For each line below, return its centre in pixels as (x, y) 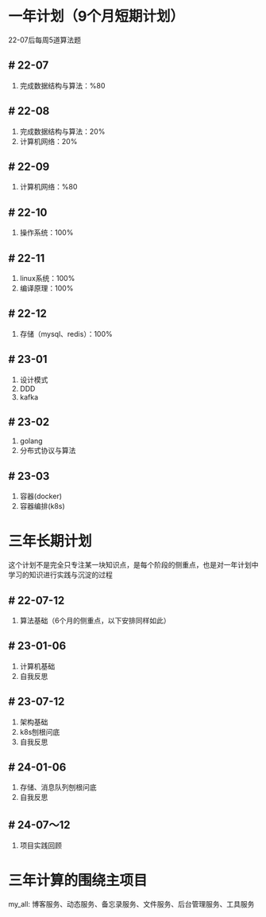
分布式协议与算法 (48, 451)
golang (31, 441)
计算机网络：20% (48, 141)
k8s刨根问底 (40, 732)
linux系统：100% (47, 278)
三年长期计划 (50, 541)
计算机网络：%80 (48, 187)
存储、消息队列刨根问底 (58, 787)
